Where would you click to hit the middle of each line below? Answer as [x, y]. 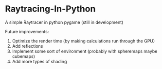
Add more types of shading [39, 61]
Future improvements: [27, 31]
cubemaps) [24, 56]
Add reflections [27, 46]
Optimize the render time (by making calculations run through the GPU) [83, 41]
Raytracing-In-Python [50, 9]
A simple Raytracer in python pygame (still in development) [64, 22]
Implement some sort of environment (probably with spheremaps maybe [85, 51]
